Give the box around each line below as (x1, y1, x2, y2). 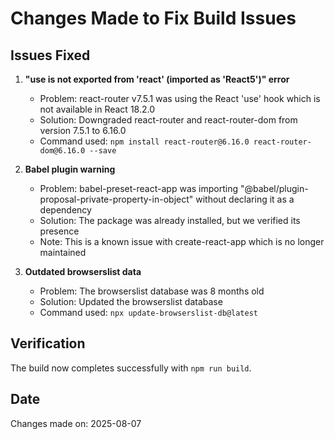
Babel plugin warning (24, 163, 116, 175)
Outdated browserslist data (24, 266, 142, 277)
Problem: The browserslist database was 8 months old (39, 285, 265, 297)
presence (39, 225, 80, 237)
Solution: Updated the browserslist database (39, 296, 223, 307)
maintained (39, 247, 87, 258)
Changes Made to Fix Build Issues (10, 7, 297, 30)
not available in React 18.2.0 (39, 103, 156, 115)
